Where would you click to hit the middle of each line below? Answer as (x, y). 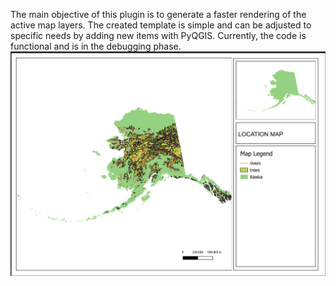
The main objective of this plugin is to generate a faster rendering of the (158, 14)
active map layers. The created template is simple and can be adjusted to (161, 25)
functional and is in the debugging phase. (96, 46)
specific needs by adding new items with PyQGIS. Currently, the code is (158, 35)
